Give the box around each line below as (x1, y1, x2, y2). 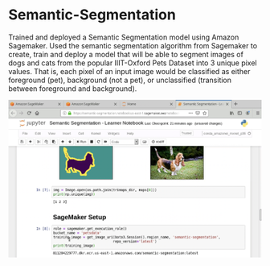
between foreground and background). (8, 83, 137, 94)
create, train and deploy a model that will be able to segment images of (8, 49, 243, 59)
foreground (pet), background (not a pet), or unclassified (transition (8, 75, 231, 85)
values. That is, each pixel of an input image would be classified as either (8, 66, 251, 76)
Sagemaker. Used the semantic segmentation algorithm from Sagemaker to (8, 40, 258, 50)
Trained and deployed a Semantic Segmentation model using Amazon (8, 32, 239, 42)
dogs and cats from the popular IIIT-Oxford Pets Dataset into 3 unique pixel (8, 58, 257, 68)
